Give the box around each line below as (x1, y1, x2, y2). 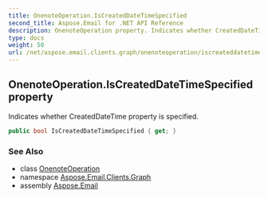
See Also (8, 146, 44, 157)
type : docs (8, 33, 45, 42)
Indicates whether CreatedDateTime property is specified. (8, 111, 199, 121)
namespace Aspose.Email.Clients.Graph (19, 172, 152, 181)
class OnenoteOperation (19, 164, 100, 173)
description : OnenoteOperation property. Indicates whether (8, 26, 213, 34)
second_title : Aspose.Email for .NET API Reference (8, 19, 183, 27)
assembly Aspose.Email (19, 181, 98, 190)
